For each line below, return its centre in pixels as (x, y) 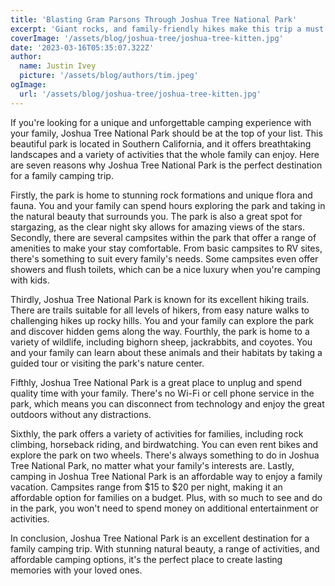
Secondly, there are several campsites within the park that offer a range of (163, 237)
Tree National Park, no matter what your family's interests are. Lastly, (152, 465)
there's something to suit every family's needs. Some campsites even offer (164, 258)
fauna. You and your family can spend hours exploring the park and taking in (168, 205)
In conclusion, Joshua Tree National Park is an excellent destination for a (160, 538)
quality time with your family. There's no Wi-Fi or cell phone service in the (162, 393)
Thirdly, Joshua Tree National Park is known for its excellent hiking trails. (160, 299)
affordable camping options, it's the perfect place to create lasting (146, 559)
